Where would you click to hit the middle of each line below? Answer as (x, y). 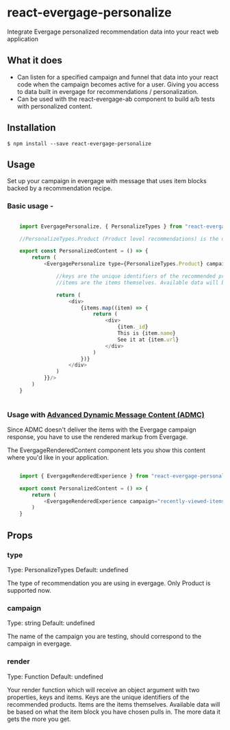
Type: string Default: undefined (51, 623)
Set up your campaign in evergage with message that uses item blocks (107, 181)
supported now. (29, 590)
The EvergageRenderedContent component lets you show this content (106, 450)
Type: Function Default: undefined (55, 676)
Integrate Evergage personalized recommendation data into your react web (113, 32)
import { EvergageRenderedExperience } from (84, 476)
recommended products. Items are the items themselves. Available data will (114, 704)
